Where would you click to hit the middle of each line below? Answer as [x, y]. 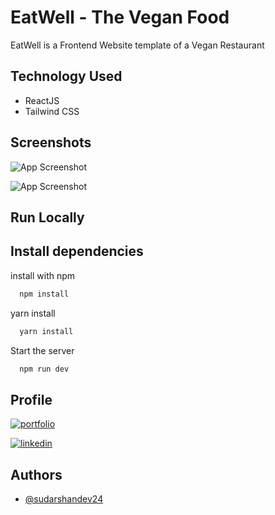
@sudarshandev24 [64, 499]
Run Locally [47, 217]
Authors [36, 474]
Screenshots [51, 142]
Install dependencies [77, 251]
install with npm [43, 275]
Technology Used [66, 76]
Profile [31, 399]
